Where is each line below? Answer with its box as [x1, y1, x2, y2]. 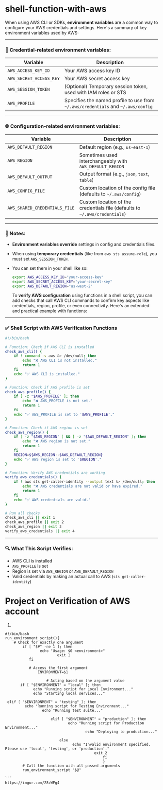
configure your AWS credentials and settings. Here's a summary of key [5, 24, 147, 30]
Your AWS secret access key [64, 75, 130, 82]
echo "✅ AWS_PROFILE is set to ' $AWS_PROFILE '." [14, 412, 115, 417]
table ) [79, 176, 94, 183]
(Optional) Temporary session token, [64, 83, 148, 90]
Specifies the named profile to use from [64, 97, 155, 104]
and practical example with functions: [12, 308, 87, 314]
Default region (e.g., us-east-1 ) [79, 143, 150, 150]
